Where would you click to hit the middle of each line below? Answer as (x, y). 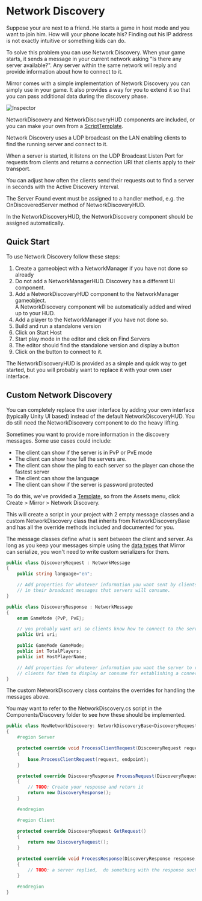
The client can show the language (57, 478)
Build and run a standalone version (58, 326)
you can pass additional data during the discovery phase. (77, 96)
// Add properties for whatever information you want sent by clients (107, 585)
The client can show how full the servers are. (71, 459)
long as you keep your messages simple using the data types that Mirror (96, 545)
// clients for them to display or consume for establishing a (98, 673)
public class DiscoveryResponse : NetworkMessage (70, 607)
